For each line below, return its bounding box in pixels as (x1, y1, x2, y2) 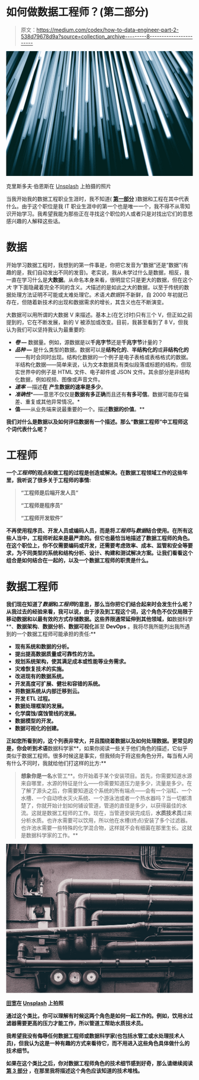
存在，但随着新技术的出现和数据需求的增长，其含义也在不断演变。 (6, 298, 167, 306)
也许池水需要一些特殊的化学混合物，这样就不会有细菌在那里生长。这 (20, 824, 187, 832)
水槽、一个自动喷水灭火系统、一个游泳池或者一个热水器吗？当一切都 (20, 795, 187, 802)
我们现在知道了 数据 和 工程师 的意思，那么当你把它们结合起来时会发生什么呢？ (6, 601, 193, 608)
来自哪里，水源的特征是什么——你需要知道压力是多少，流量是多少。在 (20, 780, 192, 787)
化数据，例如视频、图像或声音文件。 (14, 376, 104, 383)
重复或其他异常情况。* (25, 398, 80, 405)
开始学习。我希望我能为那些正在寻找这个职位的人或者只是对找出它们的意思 (11, 210, 193, 217)
